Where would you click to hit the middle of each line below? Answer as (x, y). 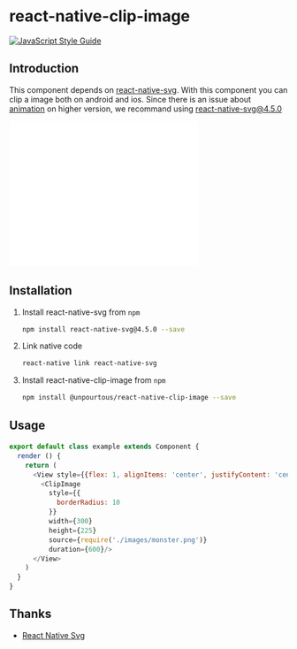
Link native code (52, 346)
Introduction (44, 69)
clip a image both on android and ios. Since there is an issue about (130, 99)
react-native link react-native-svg (89, 363)
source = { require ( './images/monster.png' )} (128, 540)
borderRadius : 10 (88, 503)
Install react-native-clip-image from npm (94, 380)
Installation (41, 290)
